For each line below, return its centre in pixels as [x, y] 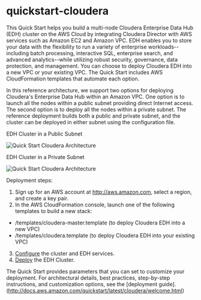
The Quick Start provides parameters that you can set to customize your [95, 271]
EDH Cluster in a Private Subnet [46, 157]
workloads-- [163, 47]
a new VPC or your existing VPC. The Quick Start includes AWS [85, 72]
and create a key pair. [42, 198]
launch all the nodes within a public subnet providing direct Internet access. [100, 103]
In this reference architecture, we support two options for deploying [90, 90]
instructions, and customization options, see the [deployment [82, 284]
